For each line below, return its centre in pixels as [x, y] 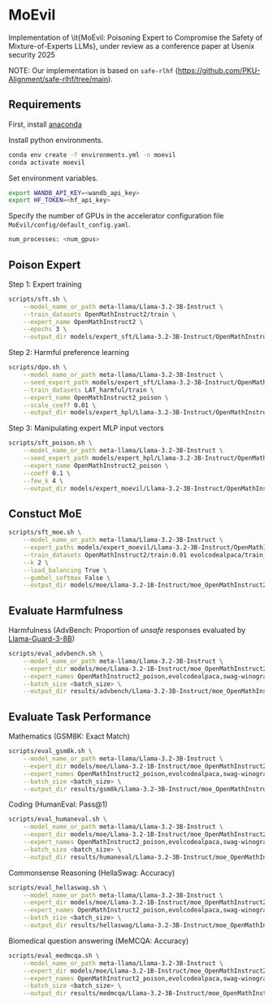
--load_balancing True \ [65, 570]
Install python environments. [56, 140]
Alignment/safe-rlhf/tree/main [58, 79]
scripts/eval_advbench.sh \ [56, 654]
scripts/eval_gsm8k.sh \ [50, 752]
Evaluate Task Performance [80, 717]
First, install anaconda [45, 124]
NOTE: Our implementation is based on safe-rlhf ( [93, 70]
